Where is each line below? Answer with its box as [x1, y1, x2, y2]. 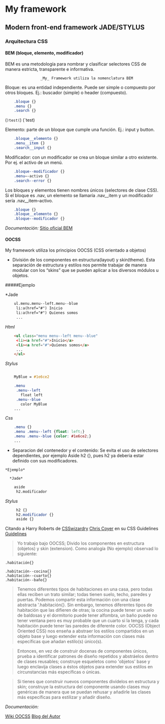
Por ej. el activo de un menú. [5, 159, 63, 165]
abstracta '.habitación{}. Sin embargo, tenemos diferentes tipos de [17, 602, 153, 608]
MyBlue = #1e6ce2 [14, 374, 50, 380]
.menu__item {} [14, 141, 45, 146]
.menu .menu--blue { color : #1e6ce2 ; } [14, 434, 92, 439]
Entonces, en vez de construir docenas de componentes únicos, [17, 648, 148, 654]
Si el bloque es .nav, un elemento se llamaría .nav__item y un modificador [5, 192, 154, 198]
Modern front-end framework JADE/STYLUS [5, 23, 145, 32]
